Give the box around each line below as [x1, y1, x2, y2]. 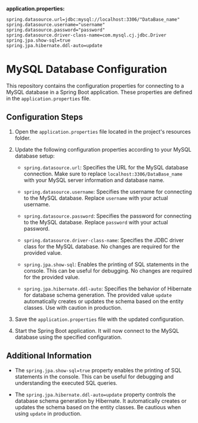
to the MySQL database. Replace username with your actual [23, 194, 168, 202]
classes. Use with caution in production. [23, 304, 122, 311]
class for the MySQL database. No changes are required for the [23, 243, 180, 250]
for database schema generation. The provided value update [23, 291, 172, 298]
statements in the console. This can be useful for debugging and [14, 373, 174, 380]
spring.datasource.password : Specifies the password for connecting [23, 212, 192, 220]
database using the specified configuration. [14, 334, 122, 341]
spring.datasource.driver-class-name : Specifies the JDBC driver [23, 236, 184, 243]
